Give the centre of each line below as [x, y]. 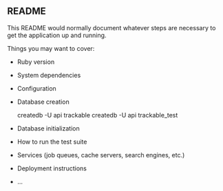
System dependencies [49, 75]
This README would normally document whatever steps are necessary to [111, 27]
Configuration [36, 88]
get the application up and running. [57, 35]
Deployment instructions [52, 168]
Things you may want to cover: [51, 48]
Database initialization [49, 128]
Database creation [43, 102]
